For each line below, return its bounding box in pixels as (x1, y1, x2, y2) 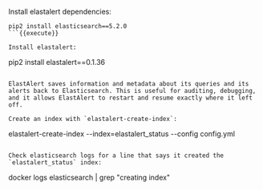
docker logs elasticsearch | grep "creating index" (8, 172, 171, 182)
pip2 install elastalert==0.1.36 (8, 58, 106, 67)
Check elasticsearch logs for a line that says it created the (8, 152, 225, 160)
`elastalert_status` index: (8, 159, 103, 167)
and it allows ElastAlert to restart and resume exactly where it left (8, 94, 253, 102)
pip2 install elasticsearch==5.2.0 (8, 22, 127, 30)
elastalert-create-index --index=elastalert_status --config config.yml (8, 129, 235, 139)
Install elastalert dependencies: (8, 7, 112, 16)
